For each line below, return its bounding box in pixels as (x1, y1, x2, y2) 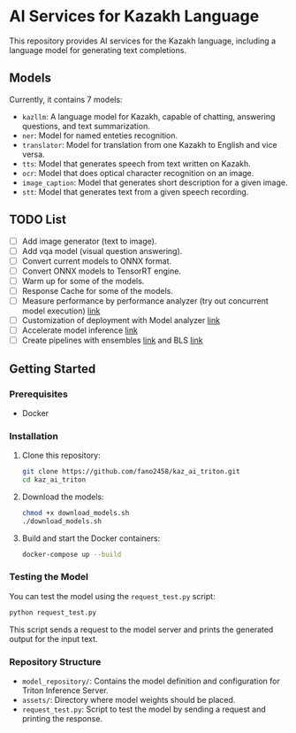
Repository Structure (9, 655, 102, 667)
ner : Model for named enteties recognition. (21, 130, 178, 141)
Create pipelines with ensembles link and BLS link (21, 335, 203, 346)
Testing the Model (9, 571, 88, 583)
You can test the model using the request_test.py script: (9, 590, 216, 601)
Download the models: (21, 491, 104, 502)
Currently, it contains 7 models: (9, 94, 123, 104)
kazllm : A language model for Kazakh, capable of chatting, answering (21, 111, 276, 121)
